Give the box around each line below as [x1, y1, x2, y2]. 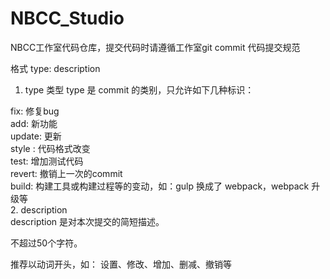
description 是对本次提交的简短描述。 [10, 215, 165, 227]
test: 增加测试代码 [10, 155, 84, 167]
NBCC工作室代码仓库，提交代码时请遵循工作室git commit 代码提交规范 [10, 41, 301, 53]
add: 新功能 [10, 117, 58, 129]
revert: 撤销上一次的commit [10, 167, 123, 179]
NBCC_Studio [10, 7, 125, 30]
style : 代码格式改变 [10, 142, 91, 154]
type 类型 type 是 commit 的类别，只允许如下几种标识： [24, 83, 255, 96]
